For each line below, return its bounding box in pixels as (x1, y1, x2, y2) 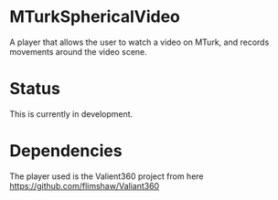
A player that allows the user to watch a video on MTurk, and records (9, 37, 270, 47)
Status (9, 79, 61, 100)
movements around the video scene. (9, 46, 148, 57)
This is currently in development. (9, 108, 134, 120)
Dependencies (9, 141, 123, 162)
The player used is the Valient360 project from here (9, 171, 204, 182)
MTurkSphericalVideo (9, 6, 181, 27)
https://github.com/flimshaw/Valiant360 (9, 180, 160, 191)
